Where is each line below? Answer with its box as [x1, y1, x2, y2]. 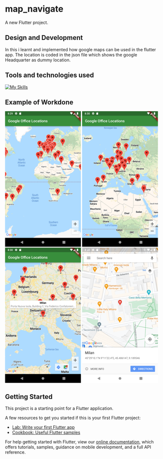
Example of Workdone [5, 98, 74, 106]
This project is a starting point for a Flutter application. [5, 405, 114, 411]
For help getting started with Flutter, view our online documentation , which [5, 439, 154, 445]
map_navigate [5, 3, 64, 15]
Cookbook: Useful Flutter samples [12, 430, 81, 436]
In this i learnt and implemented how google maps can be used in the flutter [5, 46, 156, 52]
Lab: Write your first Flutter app [12, 424, 75, 430]
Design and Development [5, 34, 83, 42]
